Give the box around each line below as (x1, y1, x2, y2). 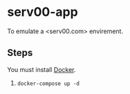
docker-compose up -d (17, 80, 80, 87)
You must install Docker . (7, 65, 76, 73)
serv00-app (7, 4, 78, 20)
